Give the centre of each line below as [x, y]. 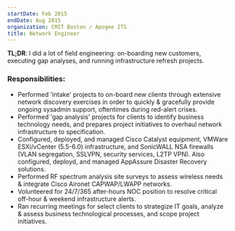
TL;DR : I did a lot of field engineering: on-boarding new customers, [104, 53]
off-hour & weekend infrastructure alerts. [77, 199]
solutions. [32, 169]
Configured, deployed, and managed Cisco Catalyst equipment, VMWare [122, 139]
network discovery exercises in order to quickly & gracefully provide [116, 102]
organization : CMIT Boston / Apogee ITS [67, 27]
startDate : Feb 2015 [38, 14]
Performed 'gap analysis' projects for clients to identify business [111, 117]
